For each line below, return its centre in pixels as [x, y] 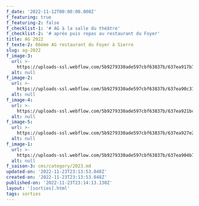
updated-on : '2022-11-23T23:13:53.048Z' [57, 172]
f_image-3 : [20, 56]
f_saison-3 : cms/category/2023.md [49, 166]
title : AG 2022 [25, 39]
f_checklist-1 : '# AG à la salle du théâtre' [63, 28]
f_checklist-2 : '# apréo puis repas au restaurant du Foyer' [83, 34]
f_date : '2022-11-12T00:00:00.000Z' [51, 12]
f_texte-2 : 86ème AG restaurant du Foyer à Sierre [70, 45]
